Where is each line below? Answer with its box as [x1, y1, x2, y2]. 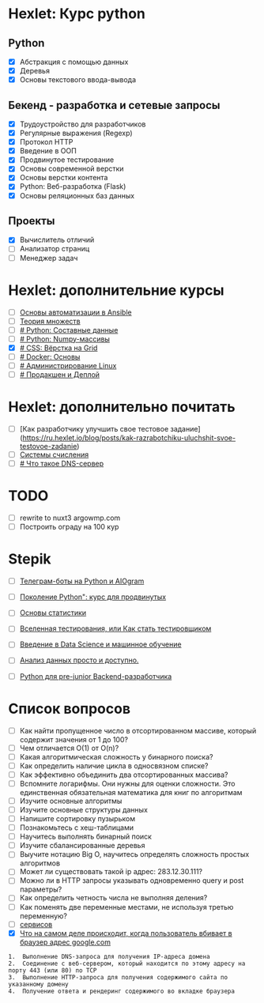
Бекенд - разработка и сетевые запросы [8, 98, 221, 111]
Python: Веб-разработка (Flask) [19, 182, 126, 191]
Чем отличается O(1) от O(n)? [19, 743, 119, 752]
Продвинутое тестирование [19, 155, 115, 164]
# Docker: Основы [19, 352, 81, 361]
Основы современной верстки [19, 164, 124, 174]
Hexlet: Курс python [8, 5, 146, 23]
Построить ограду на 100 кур [19, 522, 119, 532]
